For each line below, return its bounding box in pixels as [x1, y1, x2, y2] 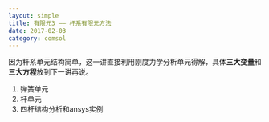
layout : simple [8, 11, 59, 20]
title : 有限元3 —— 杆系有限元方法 [8, 19, 112, 27]
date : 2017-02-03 [8, 26, 67, 35]
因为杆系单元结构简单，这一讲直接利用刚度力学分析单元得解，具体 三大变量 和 [8, 57, 262, 67]
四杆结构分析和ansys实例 [19, 104, 104, 114]
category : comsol [8, 34, 67, 43]
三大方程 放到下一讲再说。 [8, 67, 93, 77]
